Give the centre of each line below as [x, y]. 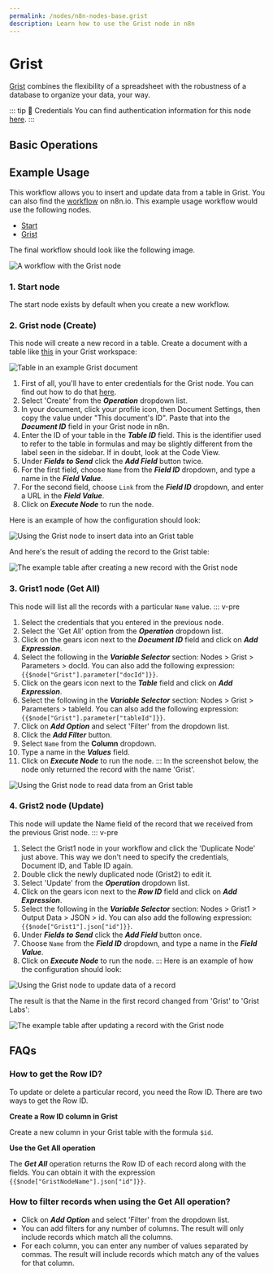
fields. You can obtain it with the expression [82, 1172]
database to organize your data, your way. [80, 95]
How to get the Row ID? [56, 1074]
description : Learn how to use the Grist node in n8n [102, 24]
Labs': [19, 1009]
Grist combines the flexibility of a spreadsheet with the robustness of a [128, 86]
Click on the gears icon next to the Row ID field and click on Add [129, 891]
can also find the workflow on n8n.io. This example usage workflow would [134, 201]
